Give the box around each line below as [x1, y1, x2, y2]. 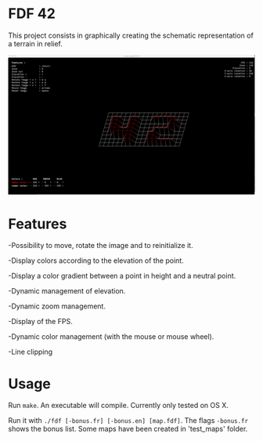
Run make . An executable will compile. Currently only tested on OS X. [8, 401, 229, 410]
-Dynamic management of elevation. [8, 286, 126, 296]
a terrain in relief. [8, 38, 63, 48]
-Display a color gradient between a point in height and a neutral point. [8, 272, 236, 281]
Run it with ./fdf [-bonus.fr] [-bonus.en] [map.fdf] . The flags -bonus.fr [8, 416, 249, 425]
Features [8, 215, 67, 232]
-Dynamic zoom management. [8, 301, 106, 311]
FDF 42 [8, 5, 56, 23]
